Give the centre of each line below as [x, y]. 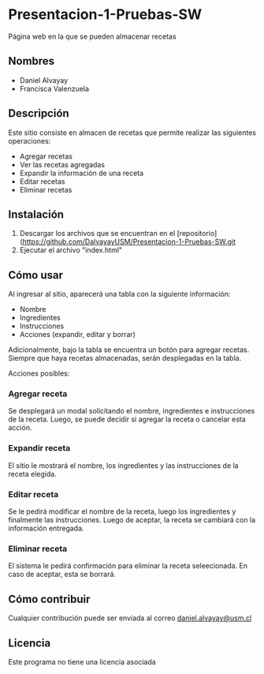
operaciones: [30, 140]
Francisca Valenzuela [54, 88]
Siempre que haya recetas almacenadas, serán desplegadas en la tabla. [125, 358]
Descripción [39, 113]
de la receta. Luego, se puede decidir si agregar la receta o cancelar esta [127, 419]
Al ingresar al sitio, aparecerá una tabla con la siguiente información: [119, 294]
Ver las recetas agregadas [62, 164]
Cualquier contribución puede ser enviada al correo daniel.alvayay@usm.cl [130, 618]
